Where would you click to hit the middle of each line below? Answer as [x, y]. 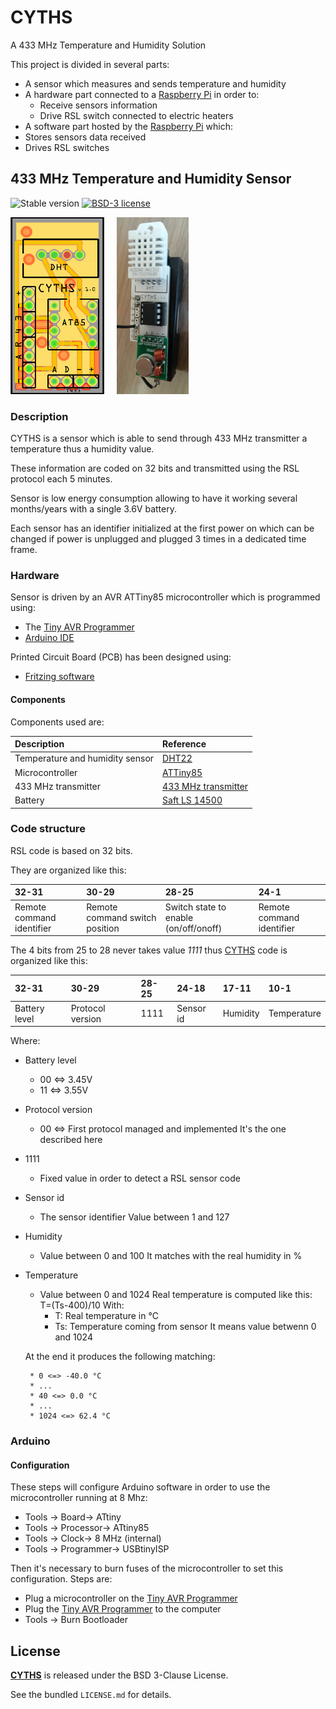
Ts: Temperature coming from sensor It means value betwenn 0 [185, 1327]
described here [71, 1140]
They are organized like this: [68, 870]
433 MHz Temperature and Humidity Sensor [151, 179]
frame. [24, 550]
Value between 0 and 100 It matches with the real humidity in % [171, 1256]
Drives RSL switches [67, 147]
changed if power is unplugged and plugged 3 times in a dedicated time [158, 539]
